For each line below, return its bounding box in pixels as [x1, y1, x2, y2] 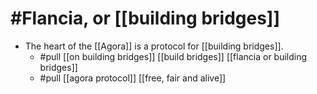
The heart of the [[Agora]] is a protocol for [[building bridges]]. [24, 40, 284, 52]
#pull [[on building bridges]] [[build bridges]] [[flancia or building [39, 50, 308, 62]
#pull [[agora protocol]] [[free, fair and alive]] [39, 72, 227, 84]
